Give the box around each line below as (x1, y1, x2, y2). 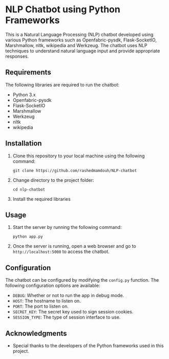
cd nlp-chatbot (12, 187, 46, 192)
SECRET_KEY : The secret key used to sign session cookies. (12, 309, 134, 315)
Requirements (5, 68, 51, 77)
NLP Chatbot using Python (5, 4, 120, 15)
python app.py (12, 234, 43, 239)
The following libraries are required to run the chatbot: (5, 81, 119, 88)
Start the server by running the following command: (12, 224, 122, 230)
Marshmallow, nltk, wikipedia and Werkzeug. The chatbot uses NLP (5, 42, 147, 48)
